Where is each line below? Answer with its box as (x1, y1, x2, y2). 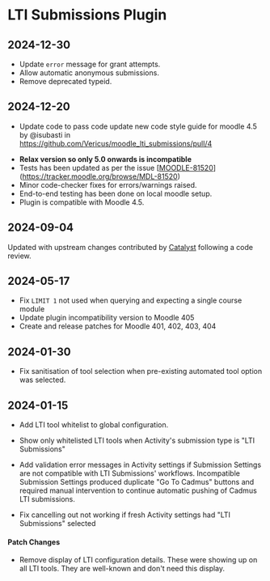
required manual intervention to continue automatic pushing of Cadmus (19, 486, 258, 495)
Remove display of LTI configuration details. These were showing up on (19, 555, 258, 565)
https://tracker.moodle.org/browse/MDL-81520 (22, 172, 179, 181)
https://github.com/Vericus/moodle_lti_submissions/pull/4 (19, 138, 213, 148)
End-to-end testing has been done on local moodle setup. (19, 189, 213, 198)
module (19, 304, 45, 314)
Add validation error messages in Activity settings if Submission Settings (19, 460, 262, 470)
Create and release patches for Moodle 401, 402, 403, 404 (19, 321, 217, 331)
